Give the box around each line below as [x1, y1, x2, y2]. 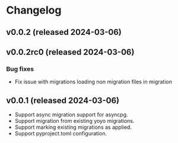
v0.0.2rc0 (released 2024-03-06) [6, 47, 135, 57]
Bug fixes [6, 64, 34, 73]
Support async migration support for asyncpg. [14, 111, 129, 118]
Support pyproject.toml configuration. [14, 130, 107, 137]
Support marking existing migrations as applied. [14, 123, 132, 131]
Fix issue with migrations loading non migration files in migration [14, 78, 172, 86]
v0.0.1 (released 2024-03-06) [6, 95, 120, 105]
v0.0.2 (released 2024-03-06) [6, 27, 122, 37]
